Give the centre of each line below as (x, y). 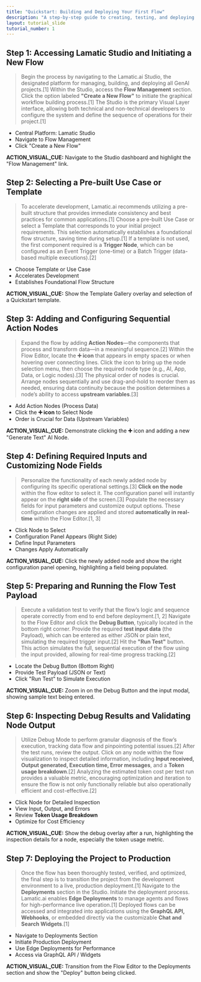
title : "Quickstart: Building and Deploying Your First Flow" (85, 12)
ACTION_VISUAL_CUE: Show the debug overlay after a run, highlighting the (100, 833)
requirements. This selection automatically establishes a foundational (106, 232)
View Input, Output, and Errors (52, 809)
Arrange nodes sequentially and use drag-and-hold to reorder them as (108, 381)
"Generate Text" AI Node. (38, 437)
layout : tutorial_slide (36, 23)
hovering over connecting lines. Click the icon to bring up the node (103, 362)
